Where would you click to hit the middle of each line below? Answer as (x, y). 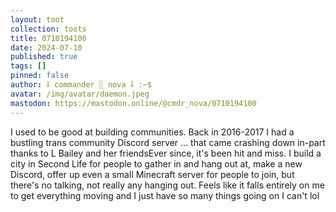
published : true (44, 57)
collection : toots (48, 29)
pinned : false (40, 76)
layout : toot (37, 19)
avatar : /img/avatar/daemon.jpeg (80, 94)
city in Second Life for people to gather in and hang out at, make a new (156, 163)
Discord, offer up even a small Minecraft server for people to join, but (152, 174)
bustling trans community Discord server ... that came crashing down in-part (168, 142)
